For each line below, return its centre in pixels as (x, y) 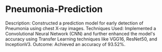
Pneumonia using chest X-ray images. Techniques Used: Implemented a (81, 28)
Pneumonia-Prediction (54, 9)
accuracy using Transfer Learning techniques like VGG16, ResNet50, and (81, 39)
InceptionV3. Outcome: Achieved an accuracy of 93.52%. (66, 44)
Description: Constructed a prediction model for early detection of (74, 23)
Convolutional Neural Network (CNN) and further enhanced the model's (80, 33)
